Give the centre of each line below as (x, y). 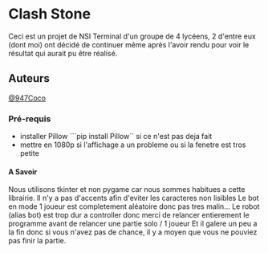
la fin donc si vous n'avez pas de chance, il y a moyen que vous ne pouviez (133, 232)
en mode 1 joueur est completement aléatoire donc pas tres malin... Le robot (134, 206)
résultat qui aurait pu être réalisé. (63, 53)
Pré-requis (30, 119)
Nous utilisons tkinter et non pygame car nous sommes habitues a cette (127, 190)
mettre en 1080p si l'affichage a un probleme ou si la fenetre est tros (133, 145)
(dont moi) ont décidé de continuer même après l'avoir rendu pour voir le (129, 44)
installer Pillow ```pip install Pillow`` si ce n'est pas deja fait (116, 137)
